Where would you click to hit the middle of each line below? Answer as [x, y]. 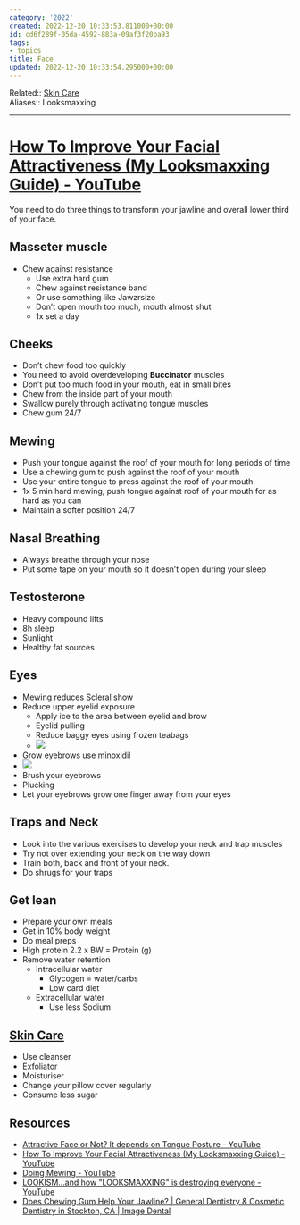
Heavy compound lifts [62, 618]
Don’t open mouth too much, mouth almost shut [123, 306]
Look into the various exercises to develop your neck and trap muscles [152, 843]
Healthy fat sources [58, 647]
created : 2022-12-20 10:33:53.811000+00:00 [92, 26]
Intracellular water [69, 969]
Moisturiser [43, 1076]
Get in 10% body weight [66, 931]
